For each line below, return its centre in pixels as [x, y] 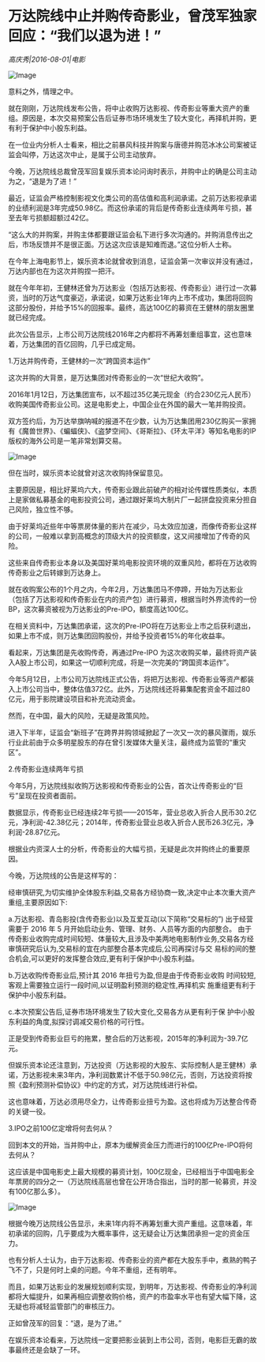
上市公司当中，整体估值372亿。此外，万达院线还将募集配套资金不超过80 [132, 689]
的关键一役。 [29, 1111]
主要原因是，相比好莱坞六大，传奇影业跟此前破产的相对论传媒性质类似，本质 [132, 490]
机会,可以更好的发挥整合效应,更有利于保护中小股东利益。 [107, 958]
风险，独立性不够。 [46, 509]
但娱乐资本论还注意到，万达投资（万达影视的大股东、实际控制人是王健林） [129, 1065]
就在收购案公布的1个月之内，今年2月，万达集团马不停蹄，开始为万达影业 [126, 589]
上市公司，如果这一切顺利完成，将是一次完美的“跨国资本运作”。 [130, 662]
